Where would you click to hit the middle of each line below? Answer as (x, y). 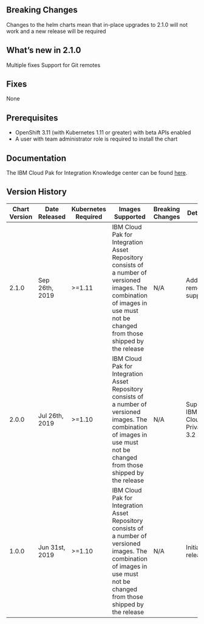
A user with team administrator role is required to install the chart (96, 139)
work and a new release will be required (56, 31)
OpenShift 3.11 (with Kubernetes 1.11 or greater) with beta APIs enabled (103, 133)
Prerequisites (32, 118)
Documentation (36, 158)
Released (52, 217)
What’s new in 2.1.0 (44, 50)
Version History (36, 192)
